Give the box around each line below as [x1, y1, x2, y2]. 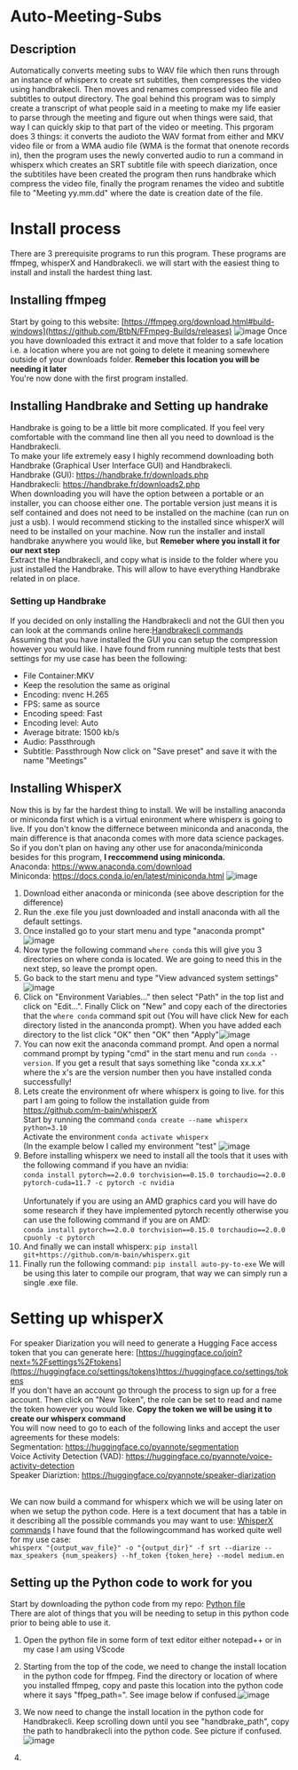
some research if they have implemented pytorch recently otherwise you [22, 1205, 289, 1215]
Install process [10, 219, 122, 239]
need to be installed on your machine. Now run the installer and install [10, 525, 265, 536]
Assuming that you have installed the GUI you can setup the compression [10, 634, 278, 644]
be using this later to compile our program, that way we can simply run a [22, 1268, 287, 1278]
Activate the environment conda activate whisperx [22, 1131, 209, 1142]
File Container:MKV [22, 670, 95, 681]
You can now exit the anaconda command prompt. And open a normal [22, 1039, 279, 1049]
